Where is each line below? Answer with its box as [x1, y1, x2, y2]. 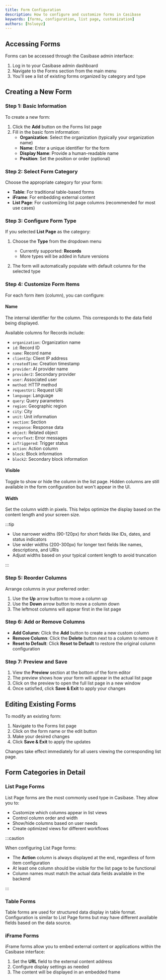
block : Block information [12, 450, 63, 457]
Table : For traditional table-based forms [12, 189, 94, 195]
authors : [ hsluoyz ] [5, 21, 46, 26]
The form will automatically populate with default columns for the [12, 263, 146, 269]
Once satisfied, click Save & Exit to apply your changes [12, 685, 126, 691]
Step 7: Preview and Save [5, 658, 68, 665]
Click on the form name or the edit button [12, 728, 97, 734]
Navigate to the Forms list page [12, 722, 77, 729]
